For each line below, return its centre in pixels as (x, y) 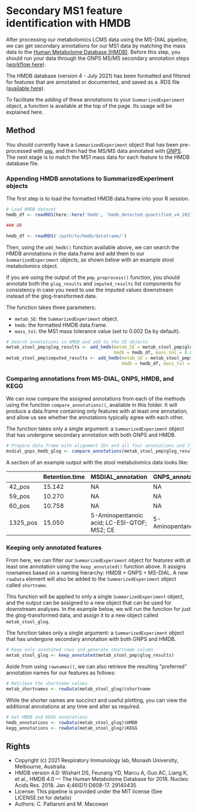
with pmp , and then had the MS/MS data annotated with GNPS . (108, 151)
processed (19, 151)
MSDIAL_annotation (119, 477)
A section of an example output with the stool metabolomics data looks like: (97, 462)
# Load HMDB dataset (31, 209)
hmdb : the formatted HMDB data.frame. (61, 325)
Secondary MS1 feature (64, 11)
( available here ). (26, 88)
